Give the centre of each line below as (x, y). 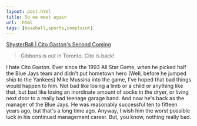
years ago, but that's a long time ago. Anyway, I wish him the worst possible (98, 111)
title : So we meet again (36, 17)
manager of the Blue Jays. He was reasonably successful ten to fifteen (92, 105)
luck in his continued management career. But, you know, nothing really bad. (99, 117)
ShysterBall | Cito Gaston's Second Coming (59, 45)
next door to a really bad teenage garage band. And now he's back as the (95, 98)
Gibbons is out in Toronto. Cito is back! (67, 56)
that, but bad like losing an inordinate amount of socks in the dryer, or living (98, 92)
